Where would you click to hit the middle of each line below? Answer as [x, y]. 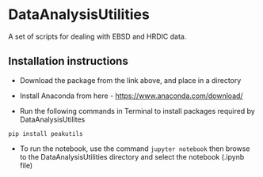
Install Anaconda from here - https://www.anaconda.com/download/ [131, 96]
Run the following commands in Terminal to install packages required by [137, 111]
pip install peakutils [46, 134]
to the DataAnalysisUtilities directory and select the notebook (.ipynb [132, 156]
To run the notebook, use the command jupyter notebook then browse [135, 149]
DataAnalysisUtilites [52, 119]
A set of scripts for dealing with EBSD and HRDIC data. [97, 36]
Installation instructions [68, 61]
